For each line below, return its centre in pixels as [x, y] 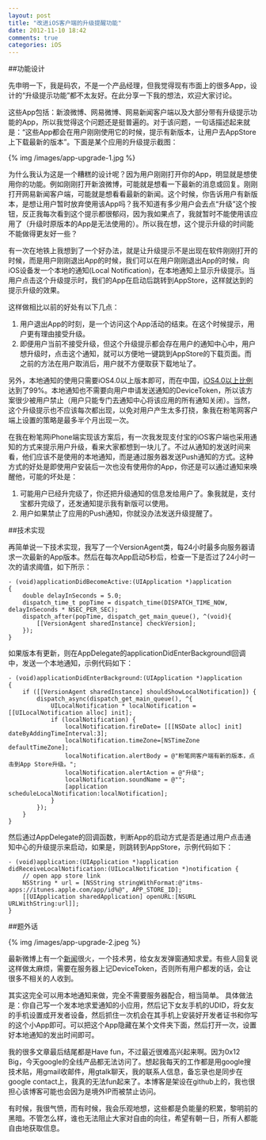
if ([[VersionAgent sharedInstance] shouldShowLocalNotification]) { [140, 692]
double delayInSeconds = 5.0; [72, 596]
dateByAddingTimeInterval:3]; [58, 734]
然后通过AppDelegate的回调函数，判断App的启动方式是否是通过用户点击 [126, 837]
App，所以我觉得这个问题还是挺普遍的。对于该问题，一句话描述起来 [133, 122]
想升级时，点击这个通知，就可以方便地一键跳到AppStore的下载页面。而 [135, 354]
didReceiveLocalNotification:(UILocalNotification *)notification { [123, 869]
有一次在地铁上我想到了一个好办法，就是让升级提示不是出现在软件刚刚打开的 [133, 251]
